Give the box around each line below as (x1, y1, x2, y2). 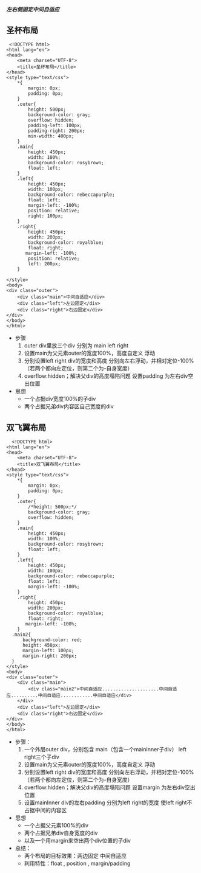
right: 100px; (28, 213, 64, 219)
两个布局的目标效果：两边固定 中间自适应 (24, 852, 127, 860)
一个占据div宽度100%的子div (24, 395, 96, 403)
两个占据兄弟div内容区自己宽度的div (24, 403, 114, 410)
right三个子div (24, 753, 59, 760)
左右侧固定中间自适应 (6, 5, 59, 13)
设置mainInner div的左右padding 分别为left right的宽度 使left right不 (24, 799, 193, 806)
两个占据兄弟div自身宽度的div (24, 829, 98, 836)
